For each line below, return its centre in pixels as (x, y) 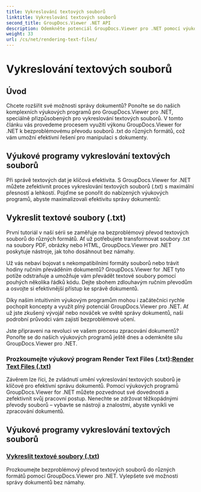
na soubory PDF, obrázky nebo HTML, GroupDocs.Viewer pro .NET (89, 245)
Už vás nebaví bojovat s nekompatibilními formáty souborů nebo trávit (93, 263)
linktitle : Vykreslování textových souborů (61, 17)
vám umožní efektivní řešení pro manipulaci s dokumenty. (77, 137)
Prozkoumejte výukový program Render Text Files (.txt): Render (100, 359)
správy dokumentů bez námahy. (46, 482)
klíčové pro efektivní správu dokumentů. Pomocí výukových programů (92, 385)
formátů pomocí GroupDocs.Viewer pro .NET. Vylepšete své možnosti (92, 476)
